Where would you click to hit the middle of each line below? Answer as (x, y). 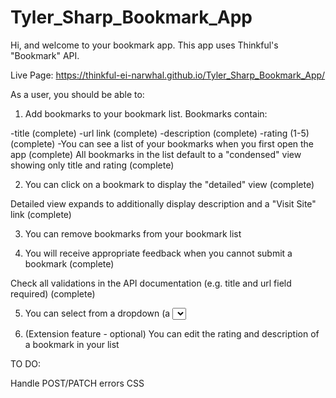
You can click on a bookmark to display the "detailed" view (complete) (169, 184)
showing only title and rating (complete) (92, 165)
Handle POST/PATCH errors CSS (77, 383)
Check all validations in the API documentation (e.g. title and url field (151, 283)
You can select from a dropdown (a (97, 313)
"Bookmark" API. (45, 55)
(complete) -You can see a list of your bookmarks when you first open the (162, 143)
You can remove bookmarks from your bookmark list (133, 233)
